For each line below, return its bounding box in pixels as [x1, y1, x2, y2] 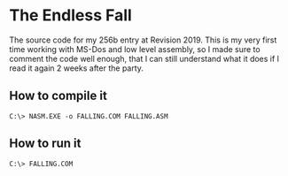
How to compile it [9, 88, 108, 103]
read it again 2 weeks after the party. [9, 63, 144, 73]
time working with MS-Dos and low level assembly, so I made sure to [9, 43, 261, 54]
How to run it [9, 136, 82, 151]
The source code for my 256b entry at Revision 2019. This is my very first [9, 34, 277, 45]
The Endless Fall [9, 5, 133, 26]
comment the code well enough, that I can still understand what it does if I [9, 53, 280, 64]
